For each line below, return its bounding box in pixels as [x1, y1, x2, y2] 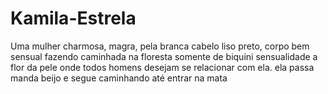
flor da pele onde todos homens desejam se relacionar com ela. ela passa [10, 61, 315, 73]
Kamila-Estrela [10, 7, 137, 30]
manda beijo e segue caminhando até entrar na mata [10, 72, 228, 84]
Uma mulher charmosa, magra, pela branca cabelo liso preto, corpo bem [10, 40, 310, 52]
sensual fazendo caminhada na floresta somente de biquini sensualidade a [10, 50, 318, 62]
